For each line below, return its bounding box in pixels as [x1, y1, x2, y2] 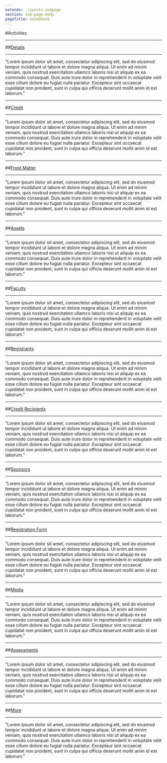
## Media [5, 587, 24, 593]
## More [5, 707, 21, 713]
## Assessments [5, 647, 38, 653]
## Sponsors [5, 466, 31, 472]
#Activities [5, 30, 27, 36]
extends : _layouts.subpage [5, 7, 61, 12]
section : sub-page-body [5, 12, 55, 17]
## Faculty [5, 285, 26, 291]
